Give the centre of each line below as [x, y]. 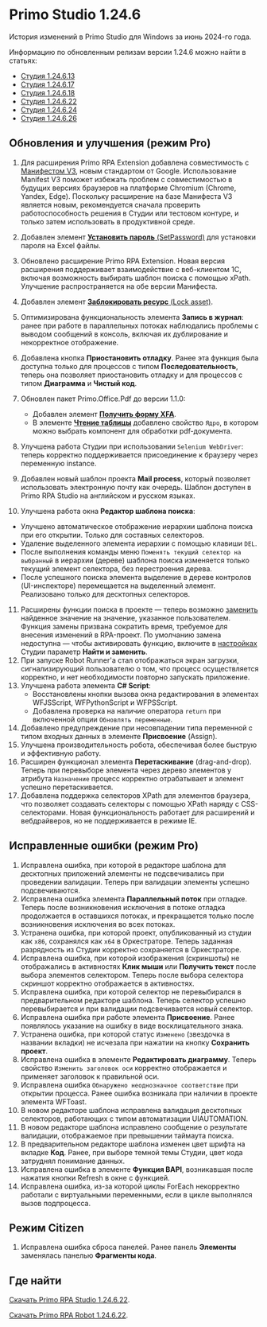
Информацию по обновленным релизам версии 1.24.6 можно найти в [128, 52]
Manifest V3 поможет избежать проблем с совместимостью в [126, 179]
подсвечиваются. [50, 890]
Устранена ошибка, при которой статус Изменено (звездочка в [125, 1034]
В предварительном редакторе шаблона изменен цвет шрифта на [133, 1144]
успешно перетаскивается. [67, 787]
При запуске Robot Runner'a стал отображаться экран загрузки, [130, 660]
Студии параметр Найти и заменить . [84, 652]
